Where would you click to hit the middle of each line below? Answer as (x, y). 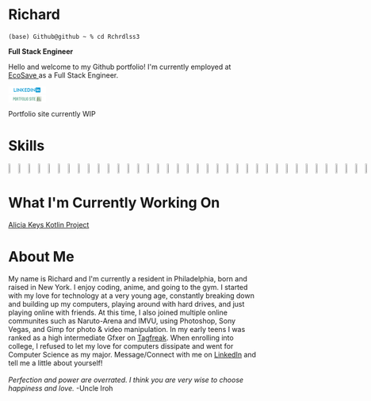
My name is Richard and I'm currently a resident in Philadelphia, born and (128, 278)
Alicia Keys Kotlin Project (49, 225)
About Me (41, 257)
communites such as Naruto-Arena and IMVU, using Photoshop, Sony (122, 321)
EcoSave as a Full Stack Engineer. (63, 75)
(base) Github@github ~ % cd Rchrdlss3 (74, 36)
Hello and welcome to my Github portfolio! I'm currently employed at (120, 67)
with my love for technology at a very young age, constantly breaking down (132, 296)
